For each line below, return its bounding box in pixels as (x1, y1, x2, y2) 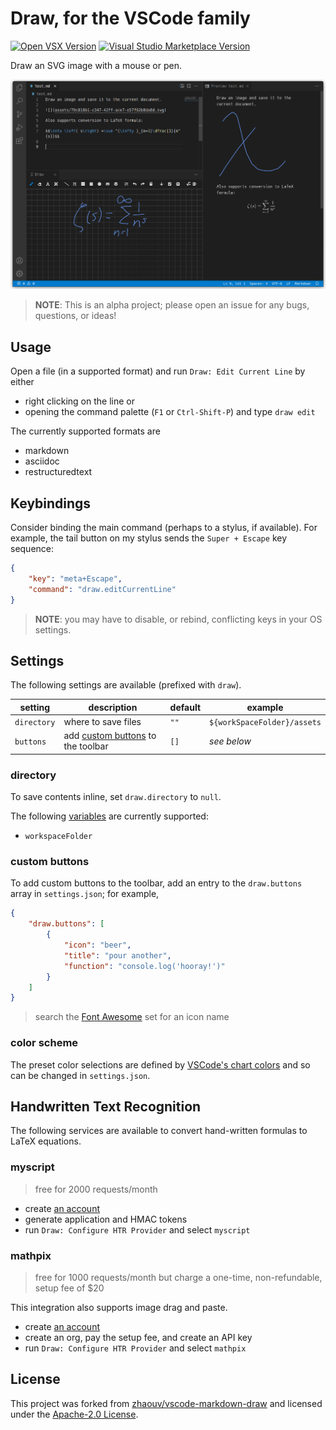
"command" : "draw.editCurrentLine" (28, 584, 177, 594)
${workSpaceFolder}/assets (209, 718, 322, 728)
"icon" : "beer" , (63, 940, 132, 951)
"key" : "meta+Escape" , (28, 573, 123, 584)
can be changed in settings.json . (10, 1069, 151, 1081)
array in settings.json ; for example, (10, 888, 160, 900)
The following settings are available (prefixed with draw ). (10, 679, 242, 691)
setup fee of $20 (34, 1282, 105, 1294)
